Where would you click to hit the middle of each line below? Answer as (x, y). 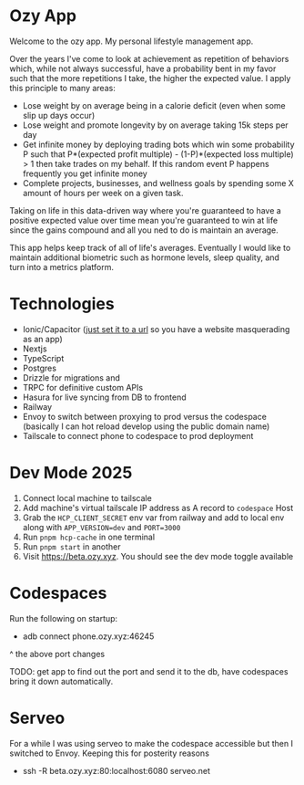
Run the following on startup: (64, 618)
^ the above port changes (57, 654)
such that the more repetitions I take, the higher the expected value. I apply (150, 78)
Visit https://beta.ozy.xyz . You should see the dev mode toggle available (158, 556)
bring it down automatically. (61, 681)
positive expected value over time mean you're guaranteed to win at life (144, 220)
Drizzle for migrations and (71, 377)
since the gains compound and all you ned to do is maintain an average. (144, 230)
